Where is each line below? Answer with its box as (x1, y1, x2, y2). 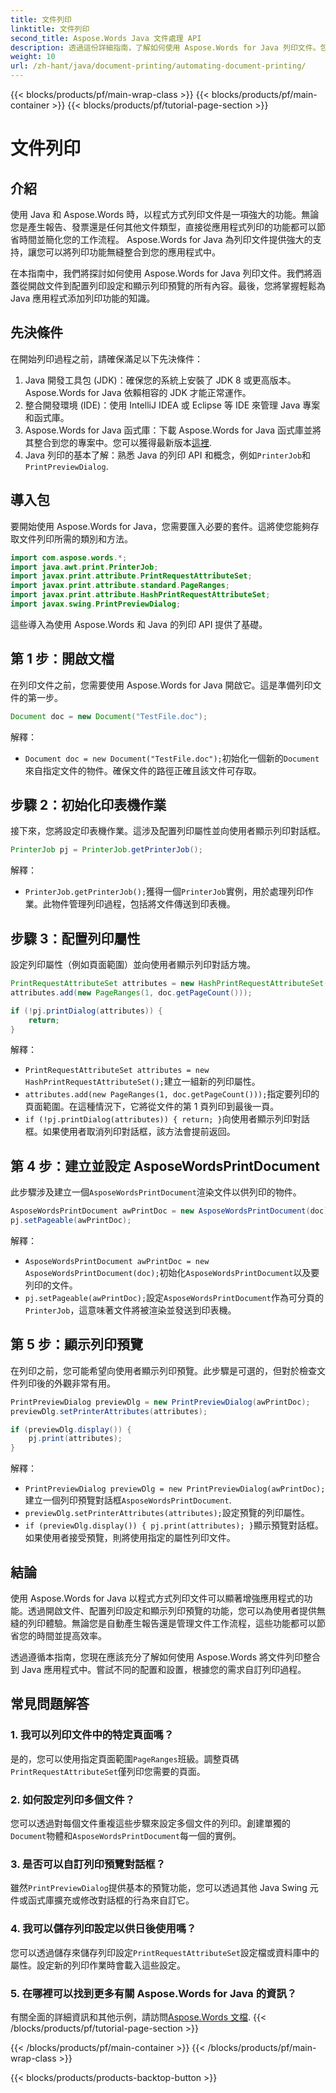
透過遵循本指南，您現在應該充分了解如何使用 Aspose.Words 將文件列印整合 (10, 1651, 321, 1663)
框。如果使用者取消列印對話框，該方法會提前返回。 (24, 1126, 236, 1138)
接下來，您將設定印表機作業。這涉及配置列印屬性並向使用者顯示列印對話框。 (10, 825, 326, 837)
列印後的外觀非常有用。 (18, 1377, 116, 1389)
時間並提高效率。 (36, 1630, 107, 1641)
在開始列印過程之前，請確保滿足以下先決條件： (10, 352, 203, 365)
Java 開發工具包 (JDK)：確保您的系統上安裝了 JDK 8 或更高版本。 (24, 374, 297, 386)
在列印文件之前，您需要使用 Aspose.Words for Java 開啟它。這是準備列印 (10, 679, 313, 691)
